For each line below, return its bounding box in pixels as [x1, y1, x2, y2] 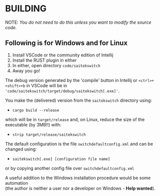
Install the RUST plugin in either [12, 57, 77, 63]
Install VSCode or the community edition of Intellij [12, 52, 113, 58]
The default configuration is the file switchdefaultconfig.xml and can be [5, 141, 154, 147]
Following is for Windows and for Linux [5, 39, 128, 47]
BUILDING [5, 3, 47, 14]
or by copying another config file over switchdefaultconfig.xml [5, 165, 135, 171]
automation [5, 180, 28, 186]
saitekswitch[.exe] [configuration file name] [12, 157, 110, 161]
